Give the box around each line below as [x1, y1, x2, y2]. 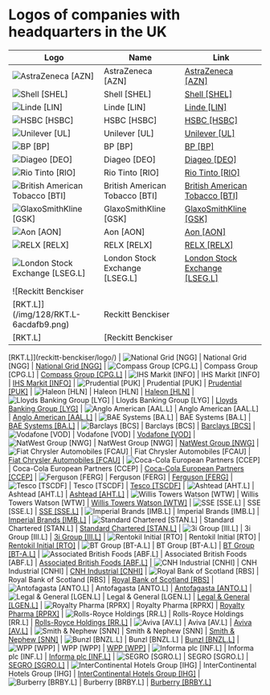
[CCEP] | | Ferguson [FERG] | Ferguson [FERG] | [8, 472, 233, 482]
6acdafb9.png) [12, 319, 70, 330]
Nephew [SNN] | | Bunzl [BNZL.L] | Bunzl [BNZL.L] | [8, 634, 239, 644]
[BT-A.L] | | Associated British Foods [8, 549, 247, 558]
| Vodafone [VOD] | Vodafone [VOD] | [72, 429, 196, 439]
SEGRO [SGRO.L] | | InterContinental [8, 660, 257, 669]
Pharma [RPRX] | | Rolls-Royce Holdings [8, 609, 244, 619]
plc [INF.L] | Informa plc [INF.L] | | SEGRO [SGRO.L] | [8, 652, 249, 661]
